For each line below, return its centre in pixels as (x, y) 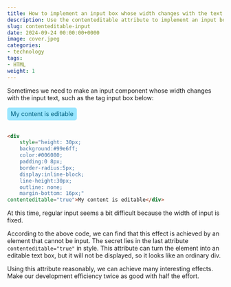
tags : (15, 58)
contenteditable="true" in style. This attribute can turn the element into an (113, 249)
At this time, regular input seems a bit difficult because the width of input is (113, 213)
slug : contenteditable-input (49, 26)
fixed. (15, 220)
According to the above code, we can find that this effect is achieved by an (113, 233)
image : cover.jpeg (33, 39)
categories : (24, 45)
